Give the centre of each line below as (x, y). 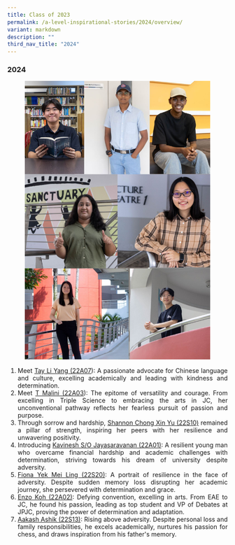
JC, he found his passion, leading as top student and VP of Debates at (122, 504)
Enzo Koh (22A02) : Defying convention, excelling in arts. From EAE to (122, 497)
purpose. (30, 416)
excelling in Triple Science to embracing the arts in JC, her (122, 401)
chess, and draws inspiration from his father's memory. (97, 535)
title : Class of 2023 (39, 15)
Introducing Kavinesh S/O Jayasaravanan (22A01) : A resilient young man (122, 445)
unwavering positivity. (49, 438)
